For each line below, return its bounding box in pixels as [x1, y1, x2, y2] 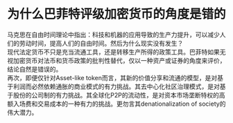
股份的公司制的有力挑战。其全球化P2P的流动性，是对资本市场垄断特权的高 [12, 91, 225, 99]
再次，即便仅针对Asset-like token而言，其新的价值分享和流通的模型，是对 [7, 73, 218, 82]
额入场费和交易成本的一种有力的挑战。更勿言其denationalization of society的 [7, 100, 226, 108]
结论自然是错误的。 [7, 65, 62, 73]
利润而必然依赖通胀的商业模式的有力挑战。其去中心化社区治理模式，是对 [12, 82, 220, 91]
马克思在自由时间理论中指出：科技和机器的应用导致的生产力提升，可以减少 [7, 30, 220, 39]
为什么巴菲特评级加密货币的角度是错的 [7, 6, 227, 22]
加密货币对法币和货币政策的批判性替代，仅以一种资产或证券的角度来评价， [12, 56, 226, 64]
